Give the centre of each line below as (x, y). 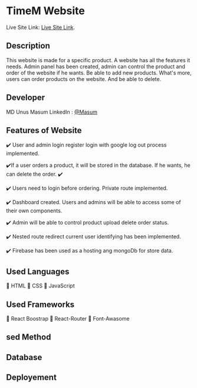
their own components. (34, 211)
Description (28, 46)
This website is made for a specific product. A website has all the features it (98, 60)
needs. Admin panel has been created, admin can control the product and (96, 66)
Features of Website (44, 130)
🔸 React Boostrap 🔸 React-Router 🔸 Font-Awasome (68, 319)
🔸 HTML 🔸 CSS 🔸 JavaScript (40, 286)
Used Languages (38, 271)
